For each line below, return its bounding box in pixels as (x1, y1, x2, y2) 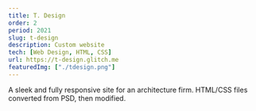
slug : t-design (8, 33, 59, 42)
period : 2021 (8, 26, 52, 34)
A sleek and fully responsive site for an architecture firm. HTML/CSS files (8, 85, 248, 94)
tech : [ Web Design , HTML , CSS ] (8, 48, 112, 56)
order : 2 (8, 19, 37, 27)
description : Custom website (8, 41, 105, 49)
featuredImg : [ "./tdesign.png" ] (8, 63, 115, 71)
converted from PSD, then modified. (8, 93, 126, 103)
